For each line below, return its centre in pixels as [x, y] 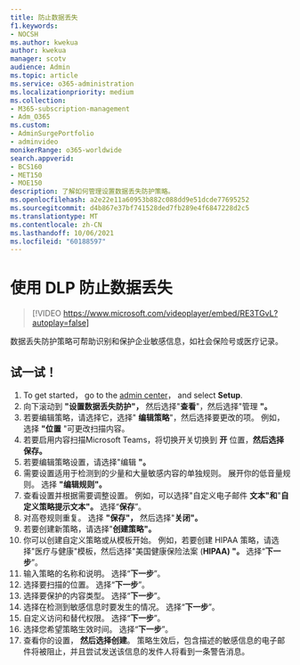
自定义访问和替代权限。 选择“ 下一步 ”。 [94, 618]
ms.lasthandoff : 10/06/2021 [62, 233]
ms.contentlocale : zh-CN [56, 225]
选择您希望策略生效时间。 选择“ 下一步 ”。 [98, 629]
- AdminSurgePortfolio [52, 134]
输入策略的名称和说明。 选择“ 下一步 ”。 [94, 573]
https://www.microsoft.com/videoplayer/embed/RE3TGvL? [170, 314]
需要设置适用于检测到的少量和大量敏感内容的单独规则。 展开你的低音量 [153, 473]
